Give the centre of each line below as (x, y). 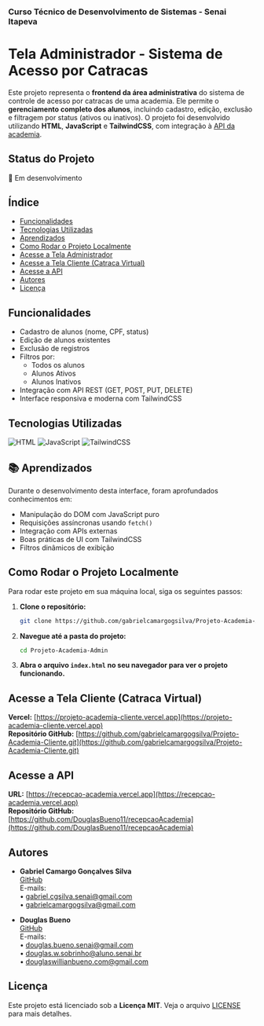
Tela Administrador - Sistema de (115, 54)
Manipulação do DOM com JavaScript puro (89, 514)
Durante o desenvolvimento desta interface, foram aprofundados (113, 490)
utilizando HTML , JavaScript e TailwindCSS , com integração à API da (122, 126)
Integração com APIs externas (68, 531)
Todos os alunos (58, 365)
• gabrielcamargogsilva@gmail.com (77, 904)
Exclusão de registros (55, 349)
